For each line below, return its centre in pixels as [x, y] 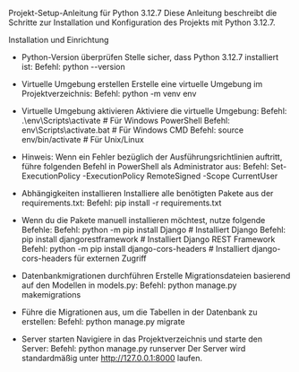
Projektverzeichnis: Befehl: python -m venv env [109, 94]
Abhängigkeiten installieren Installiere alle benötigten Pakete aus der [147, 193]
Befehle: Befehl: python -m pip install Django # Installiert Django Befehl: [154, 229]
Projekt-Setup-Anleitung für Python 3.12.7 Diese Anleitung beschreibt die [143, 13]
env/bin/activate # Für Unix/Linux [82, 139]
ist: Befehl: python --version [73, 67]
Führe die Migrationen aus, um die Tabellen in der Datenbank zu [139, 312]
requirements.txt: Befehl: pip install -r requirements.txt [121, 203]
